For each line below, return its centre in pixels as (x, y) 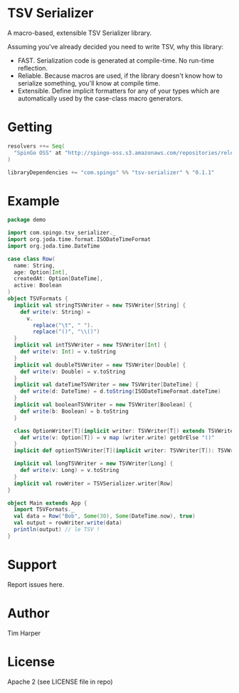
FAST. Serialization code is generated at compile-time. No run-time (116, 60)
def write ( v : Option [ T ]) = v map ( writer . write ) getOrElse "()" (117, 437)
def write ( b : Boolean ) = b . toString (75, 411)
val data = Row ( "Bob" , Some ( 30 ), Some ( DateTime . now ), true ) (105, 516)
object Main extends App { (47, 503)
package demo (27, 220)
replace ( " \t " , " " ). (63, 325)
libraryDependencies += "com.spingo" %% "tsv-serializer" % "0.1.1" (111, 173)
